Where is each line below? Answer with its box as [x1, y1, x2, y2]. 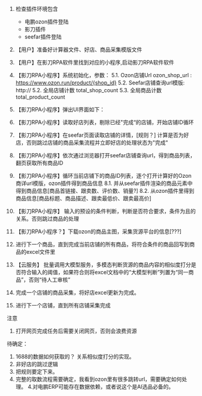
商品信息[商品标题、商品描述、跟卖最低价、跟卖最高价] [15, 195, 152, 202]
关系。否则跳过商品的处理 [15, 215, 79, 222]
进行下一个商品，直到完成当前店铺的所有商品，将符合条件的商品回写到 [15, 240, 190, 248]
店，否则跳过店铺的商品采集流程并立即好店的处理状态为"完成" [15, 139, 168, 146]
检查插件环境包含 [15, 5, 58, 12]
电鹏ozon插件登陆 [24, 18, 69, 25]
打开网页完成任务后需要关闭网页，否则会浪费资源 [15, 327, 137, 335]
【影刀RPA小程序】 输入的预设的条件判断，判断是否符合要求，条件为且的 [15, 207, 196, 215]
